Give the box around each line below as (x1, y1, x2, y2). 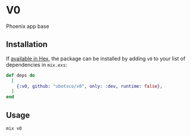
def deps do (6, 72, 35, 78)
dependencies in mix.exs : (6, 61, 68, 68)
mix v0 (6, 126, 22, 131)
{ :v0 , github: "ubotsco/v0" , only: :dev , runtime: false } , (16, 83, 163, 89)
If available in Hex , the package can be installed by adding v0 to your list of (6, 55, 186, 62)
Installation (6, 40, 48, 49)
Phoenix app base (6, 23, 49, 30)
